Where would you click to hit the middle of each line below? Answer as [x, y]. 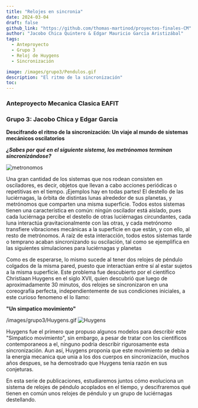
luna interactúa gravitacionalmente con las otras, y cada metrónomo [89, 223]
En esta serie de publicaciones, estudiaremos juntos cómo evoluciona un [95, 381]
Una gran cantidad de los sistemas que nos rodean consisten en [85, 179]
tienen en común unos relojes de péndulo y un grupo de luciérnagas [89, 393]
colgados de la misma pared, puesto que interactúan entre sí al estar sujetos [99, 266]
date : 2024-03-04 [27, 17]
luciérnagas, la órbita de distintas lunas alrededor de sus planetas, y [89, 198]
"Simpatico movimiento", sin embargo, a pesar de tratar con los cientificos [97, 338]
